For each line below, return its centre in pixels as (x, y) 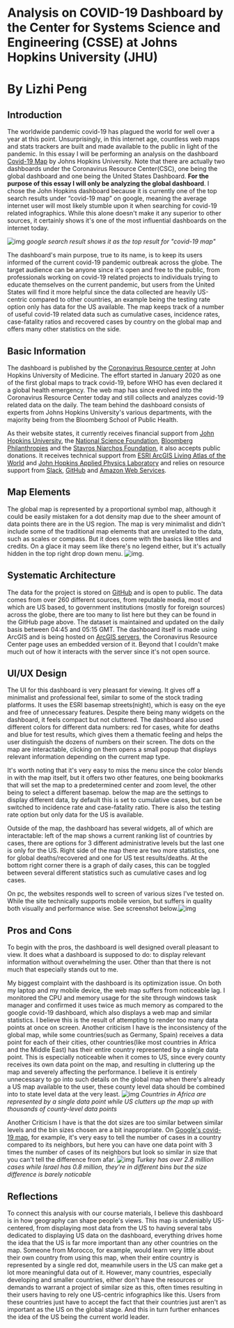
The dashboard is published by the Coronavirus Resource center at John (111, 368)
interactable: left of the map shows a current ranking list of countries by (110, 836)
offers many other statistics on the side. (64, 329)
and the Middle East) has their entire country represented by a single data (113, 1050)
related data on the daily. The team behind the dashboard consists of (106, 405)
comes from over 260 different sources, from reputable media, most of (109, 599)
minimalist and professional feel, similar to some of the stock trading (105, 697)
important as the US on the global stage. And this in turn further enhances (114, 1310)
